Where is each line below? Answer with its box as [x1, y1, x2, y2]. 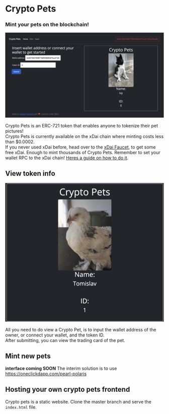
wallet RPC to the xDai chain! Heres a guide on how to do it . [5, 155, 129, 161]
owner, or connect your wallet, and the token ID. [5, 332, 105, 338]
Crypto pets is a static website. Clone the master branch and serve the [5, 398, 152, 404]
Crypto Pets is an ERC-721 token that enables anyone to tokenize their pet [5, 122, 158, 128]
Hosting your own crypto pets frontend [5, 385, 130, 394]
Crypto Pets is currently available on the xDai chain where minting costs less [5, 133, 164, 139]
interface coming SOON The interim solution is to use [5, 365, 117, 371]
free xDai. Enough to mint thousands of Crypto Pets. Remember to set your [5, 149, 161, 155]
